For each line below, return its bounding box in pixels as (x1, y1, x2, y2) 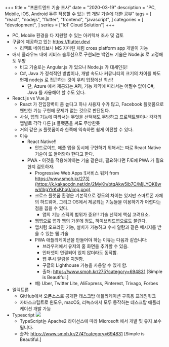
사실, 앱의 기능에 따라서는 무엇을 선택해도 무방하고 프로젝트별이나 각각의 (19, 114, 162, 120)
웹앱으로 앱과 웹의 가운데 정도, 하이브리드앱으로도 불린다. (34, 218, 147, 224)
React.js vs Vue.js (12, 95, 50, 101)
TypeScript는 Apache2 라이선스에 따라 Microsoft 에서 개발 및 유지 (19, 318, 152, 324)
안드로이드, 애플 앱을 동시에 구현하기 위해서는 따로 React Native (34, 145, 161, 151)
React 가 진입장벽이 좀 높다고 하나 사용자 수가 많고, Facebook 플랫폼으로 (19, 101, 164, 107)
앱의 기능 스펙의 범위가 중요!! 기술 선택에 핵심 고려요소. (42, 212, 150, 217)
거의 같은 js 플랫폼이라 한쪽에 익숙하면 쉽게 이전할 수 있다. (19, 126, 134, 132)
